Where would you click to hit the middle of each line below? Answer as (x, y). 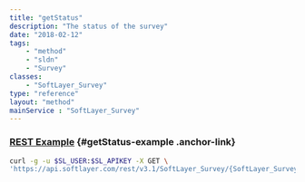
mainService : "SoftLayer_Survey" (75, 110)
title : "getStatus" (46, 18)
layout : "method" (42, 102)
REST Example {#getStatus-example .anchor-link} (123, 142)
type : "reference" (44, 93)
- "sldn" (42, 60)
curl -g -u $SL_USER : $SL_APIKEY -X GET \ (89, 161)
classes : (26, 77)
